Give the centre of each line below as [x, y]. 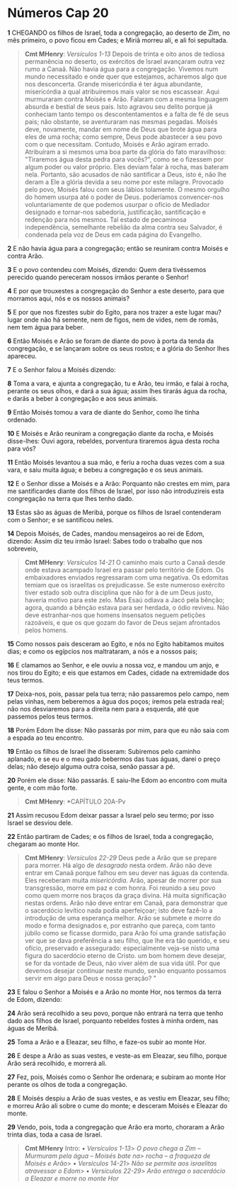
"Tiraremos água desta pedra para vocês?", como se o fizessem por [124, 159]
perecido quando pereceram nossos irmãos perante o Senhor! [98, 277]
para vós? [22, 449]
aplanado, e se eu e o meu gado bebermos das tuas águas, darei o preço [114, 759]
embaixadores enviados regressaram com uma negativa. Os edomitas [126, 577]
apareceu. [22, 356]
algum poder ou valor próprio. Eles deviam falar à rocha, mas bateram [126, 167]
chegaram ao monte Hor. [44, 844]
